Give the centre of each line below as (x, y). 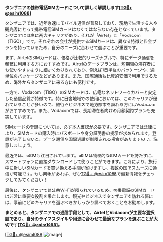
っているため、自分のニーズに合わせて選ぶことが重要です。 (81, 47)
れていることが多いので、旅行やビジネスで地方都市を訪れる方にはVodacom (80, 104)
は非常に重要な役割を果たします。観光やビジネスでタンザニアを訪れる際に (79, 196)
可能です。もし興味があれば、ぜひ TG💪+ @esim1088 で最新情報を (78, 174)
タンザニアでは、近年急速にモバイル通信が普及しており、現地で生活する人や (81, 23)
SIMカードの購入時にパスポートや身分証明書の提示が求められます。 (85, 133)
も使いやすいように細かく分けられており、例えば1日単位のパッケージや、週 (80, 70)
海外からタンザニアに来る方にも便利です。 (56, 82)
